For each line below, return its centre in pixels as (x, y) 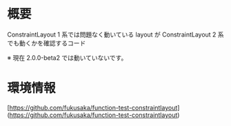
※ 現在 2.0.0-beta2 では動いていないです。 (67, 57)
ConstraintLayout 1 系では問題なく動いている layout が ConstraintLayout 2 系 (115, 34)
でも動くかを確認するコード (47, 43)
